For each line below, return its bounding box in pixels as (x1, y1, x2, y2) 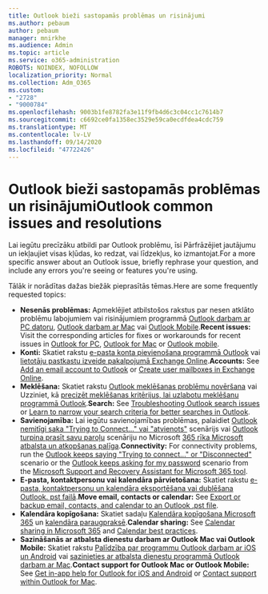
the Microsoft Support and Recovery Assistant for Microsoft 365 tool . (19, 467, 248, 476)
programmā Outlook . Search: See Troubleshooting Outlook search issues (19, 399, 260, 409)
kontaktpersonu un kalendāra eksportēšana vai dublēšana (42, 484, 234, 493)
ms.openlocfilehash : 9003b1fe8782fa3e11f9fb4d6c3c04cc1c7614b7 (8, 109, 224, 117)
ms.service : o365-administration (8, 57, 120, 65)
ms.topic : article (8, 49, 70, 57)
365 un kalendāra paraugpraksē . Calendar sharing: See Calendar (19, 517, 235, 528)
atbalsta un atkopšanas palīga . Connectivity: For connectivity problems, (19, 441, 258, 451)
